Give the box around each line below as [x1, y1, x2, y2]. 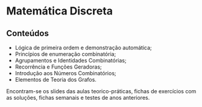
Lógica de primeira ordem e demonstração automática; [14, 44, 152, 51]
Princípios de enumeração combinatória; [14, 50, 116, 58]
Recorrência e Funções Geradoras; [14, 63, 103, 70]
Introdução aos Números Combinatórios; [14, 70, 116, 76]
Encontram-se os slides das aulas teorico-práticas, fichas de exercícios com [6, 88, 197, 94]
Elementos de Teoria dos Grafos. [14, 76, 96, 83]
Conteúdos [6, 28, 49, 38]
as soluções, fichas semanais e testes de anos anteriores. [6, 94, 150, 101]
